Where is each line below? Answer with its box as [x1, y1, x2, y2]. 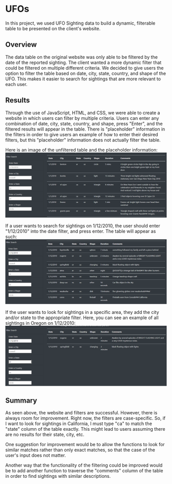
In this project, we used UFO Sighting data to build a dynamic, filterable [5, 20, 156, 26]
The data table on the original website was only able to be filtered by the [5, 54, 158, 60]
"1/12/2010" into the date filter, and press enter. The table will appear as [5, 228, 156, 235]
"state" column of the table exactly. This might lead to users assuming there [5, 426, 165, 432]
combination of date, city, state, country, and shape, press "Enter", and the [5, 120, 163, 127]
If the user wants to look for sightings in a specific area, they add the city [5, 309, 159, 315]
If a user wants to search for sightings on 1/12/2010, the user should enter [5, 223, 160, 229]
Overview [5, 40, 37, 49]
